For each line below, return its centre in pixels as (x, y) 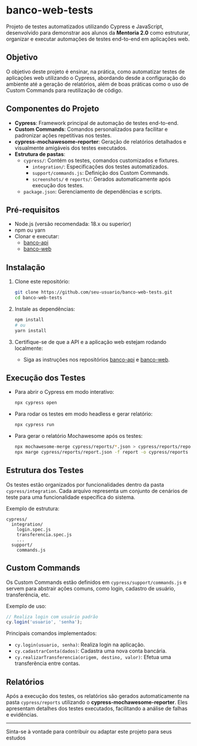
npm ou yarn (30, 230)
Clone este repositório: (42, 282)
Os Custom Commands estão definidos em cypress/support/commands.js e (96, 582)
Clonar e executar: (37, 237)
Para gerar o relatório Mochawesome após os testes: (79, 436)
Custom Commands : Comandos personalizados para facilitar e (91, 129)
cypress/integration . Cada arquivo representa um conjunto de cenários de (97, 491)
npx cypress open (36, 403)
